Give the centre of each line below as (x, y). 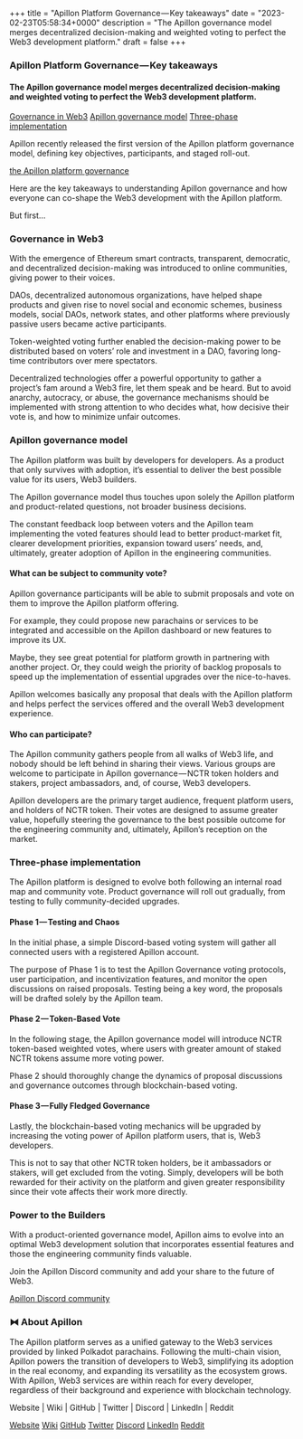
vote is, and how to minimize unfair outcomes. (95, 417)
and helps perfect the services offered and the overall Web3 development (147, 704)
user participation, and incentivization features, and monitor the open (138, 979)
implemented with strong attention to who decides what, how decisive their (149, 407)
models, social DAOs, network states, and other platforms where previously (150, 315)
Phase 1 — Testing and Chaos (65, 923)
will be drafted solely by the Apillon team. (86, 998)
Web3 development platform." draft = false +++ (98, 42)
